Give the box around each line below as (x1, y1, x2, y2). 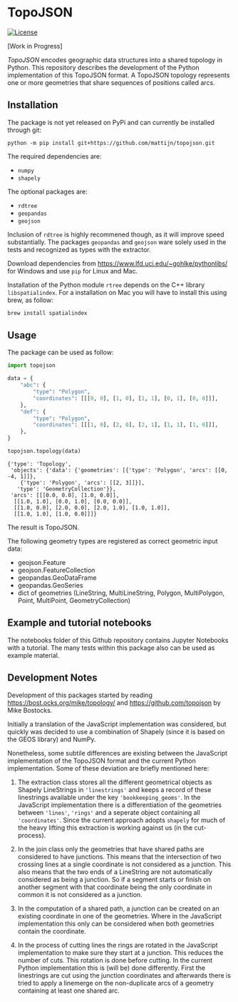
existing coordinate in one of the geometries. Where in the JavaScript (17, 911, 222, 920)
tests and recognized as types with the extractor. (7, 245, 151, 254)
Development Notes (7, 672, 98, 684)
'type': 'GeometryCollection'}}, (16, 485, 116, 493)
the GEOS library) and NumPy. (7, 735, 96, 743)
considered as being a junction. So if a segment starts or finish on (17, 875, 212, 883)
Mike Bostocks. (7, 706, 53, 714)
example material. (7, 651, 60, 659)
